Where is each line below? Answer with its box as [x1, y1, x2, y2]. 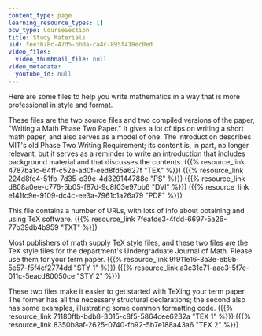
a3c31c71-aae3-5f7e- [179, 263, 250, 272]
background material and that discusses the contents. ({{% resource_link [8, 157, 245, 166]
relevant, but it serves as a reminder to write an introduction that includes [8, 149, 245, 158]
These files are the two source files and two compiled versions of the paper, [8, 115, 255, 124]
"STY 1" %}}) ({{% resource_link [73, 263, 179, 272]
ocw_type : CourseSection [8, 26, 90, 34]
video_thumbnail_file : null [15, 56, 108, 64]
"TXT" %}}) [60, 222, 98, 232]
